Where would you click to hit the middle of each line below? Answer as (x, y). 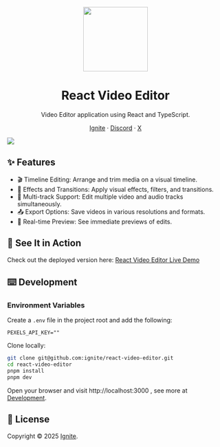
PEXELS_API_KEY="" (33, 333)
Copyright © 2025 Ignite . (43, 436)
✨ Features (31, 163)
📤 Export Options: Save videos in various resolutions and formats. (111, 211)
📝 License (29, 419)
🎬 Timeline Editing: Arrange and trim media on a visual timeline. (107, 179)
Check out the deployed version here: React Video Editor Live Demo (103, 260)
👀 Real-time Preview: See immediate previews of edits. (95, 221)
